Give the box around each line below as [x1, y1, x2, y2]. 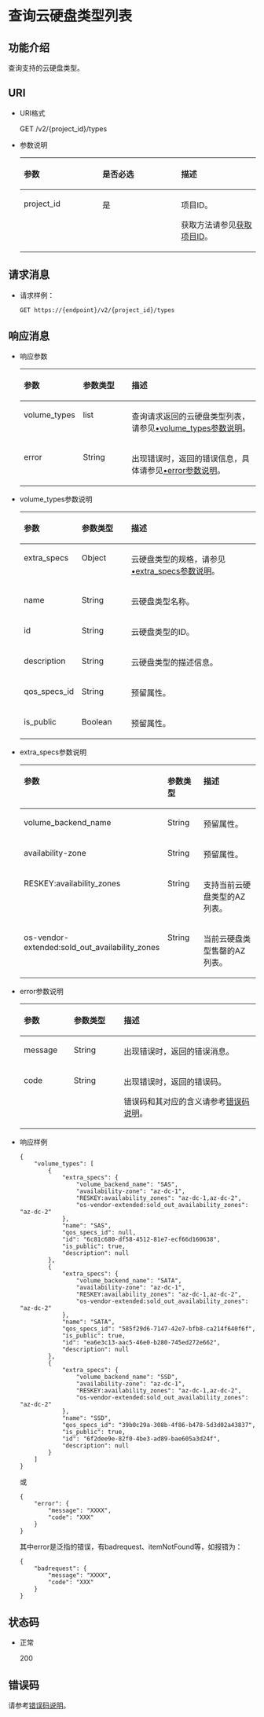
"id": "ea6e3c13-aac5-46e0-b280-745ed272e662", [61, 1339, 221, 1347]
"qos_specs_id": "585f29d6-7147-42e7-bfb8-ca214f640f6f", [61, 1325, 256, 1333]
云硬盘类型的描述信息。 [130, 657, 218, 668]
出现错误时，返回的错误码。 [123, 1077, 226, 1088]
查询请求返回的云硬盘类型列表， [131, 411, 250, 422]
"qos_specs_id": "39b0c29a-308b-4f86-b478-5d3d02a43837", [61, 1422, 256, 1429]
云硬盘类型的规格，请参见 [130, 554, 226, 565]
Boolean [81, 717, 112, 728]
